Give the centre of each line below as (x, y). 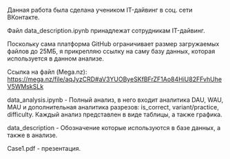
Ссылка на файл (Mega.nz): (47, 72)
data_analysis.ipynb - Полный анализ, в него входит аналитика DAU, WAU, (115, 100)
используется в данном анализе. (56, 59)
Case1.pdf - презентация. (44, 148)
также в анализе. (32, 135)
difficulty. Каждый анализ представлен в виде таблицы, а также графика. (115, 114)
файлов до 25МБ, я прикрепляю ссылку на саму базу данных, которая (111, 51)
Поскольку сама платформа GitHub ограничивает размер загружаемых (113, 44)
